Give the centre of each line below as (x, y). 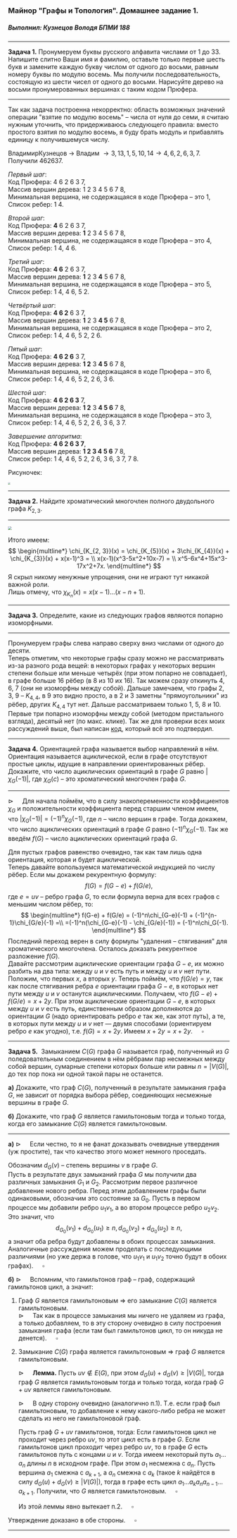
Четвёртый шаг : (32, 305)
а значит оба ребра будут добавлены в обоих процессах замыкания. (112, 1242)
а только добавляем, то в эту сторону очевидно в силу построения (120, 1323)
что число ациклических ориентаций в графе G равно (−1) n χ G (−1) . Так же (118, 829)
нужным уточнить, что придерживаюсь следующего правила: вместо (113, 124)
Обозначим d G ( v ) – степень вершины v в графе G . (83, 1166)
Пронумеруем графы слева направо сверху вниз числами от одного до (116, 643)
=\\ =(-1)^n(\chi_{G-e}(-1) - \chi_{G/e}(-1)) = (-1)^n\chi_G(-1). (142, 922)
